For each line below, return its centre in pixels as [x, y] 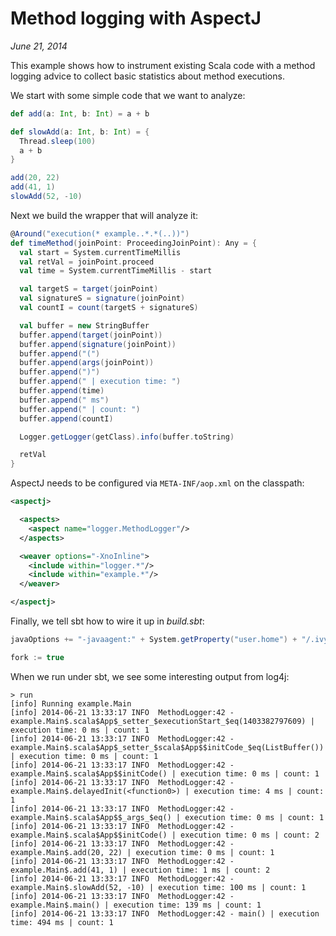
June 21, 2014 [39, 46]
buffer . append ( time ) [62, 391]
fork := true [37, 657]
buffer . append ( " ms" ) [64, 400]
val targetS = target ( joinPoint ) [89, 289]
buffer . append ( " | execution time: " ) [100, 382]
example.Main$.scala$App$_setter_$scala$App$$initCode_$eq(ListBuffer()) [167, 747]
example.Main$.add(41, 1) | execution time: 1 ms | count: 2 [140, 870]
